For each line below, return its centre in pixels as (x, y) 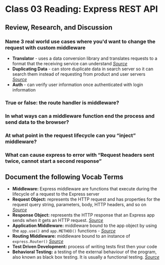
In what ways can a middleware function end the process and (80, 116)
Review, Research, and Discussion (59, 27)
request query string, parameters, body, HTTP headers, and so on (79, 205)
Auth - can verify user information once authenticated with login (78, 85)
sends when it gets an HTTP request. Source (58, 221)
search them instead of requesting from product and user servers (79, 74)
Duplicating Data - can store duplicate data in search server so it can (83, 69)
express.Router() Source (38, 241)
